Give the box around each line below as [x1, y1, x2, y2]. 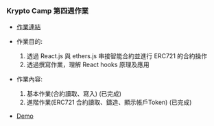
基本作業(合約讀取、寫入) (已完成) [26, 90, 121, 98]
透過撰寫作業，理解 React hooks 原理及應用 [26, 60, 150, 69]
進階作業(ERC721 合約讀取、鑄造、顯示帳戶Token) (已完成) [26, 98, 192, 107]
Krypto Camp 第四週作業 [6, 5, 89, 15]
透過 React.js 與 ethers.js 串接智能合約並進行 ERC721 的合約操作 [26, 52, 208, 60]
